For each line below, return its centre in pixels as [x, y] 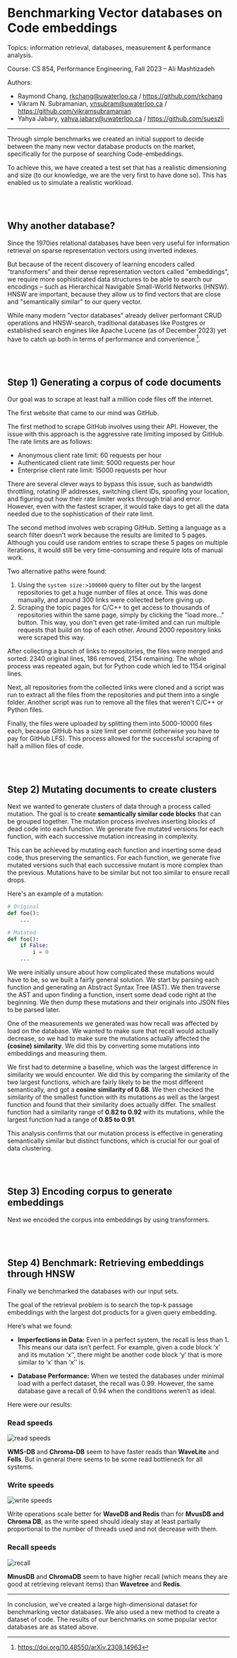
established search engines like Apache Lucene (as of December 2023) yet [117, 330]
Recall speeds [32, 1547]
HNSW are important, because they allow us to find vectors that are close [114, 294]
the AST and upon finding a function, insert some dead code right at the [112, 995]
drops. [17, 880]
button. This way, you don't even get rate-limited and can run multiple [119, 623]
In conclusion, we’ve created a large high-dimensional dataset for [103, 1604]
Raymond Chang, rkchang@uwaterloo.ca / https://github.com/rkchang [120, 96]
